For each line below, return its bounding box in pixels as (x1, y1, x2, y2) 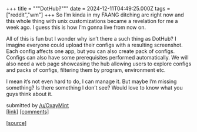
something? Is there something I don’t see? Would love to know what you (6, 84, 183, 91)
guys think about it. (6, 91, 53, 97)
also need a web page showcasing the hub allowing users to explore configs (6, 60, 192, 67)
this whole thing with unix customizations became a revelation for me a (6, 18, 178, 24)
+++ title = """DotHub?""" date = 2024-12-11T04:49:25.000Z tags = (6, 5, 171, 12)
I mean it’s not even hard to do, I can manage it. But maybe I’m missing (6, 78, 177, 85)
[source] (6, 120, 27, 126)
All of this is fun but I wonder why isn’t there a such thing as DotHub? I (6, 35, 176, 42)
